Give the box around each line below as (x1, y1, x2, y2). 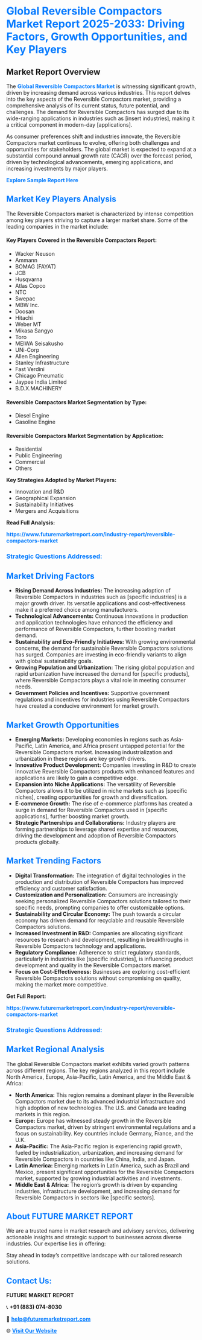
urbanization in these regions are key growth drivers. (14, 755, 147, 762)
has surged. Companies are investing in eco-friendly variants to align (14, 651, 187, 658)
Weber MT (14, 321, 42, 328)
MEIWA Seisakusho (14, 340, 64, 348)
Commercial (14, 459, 45, 466)
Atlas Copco (14, 282, 46, 290)
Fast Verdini (14, 366, 45, 373)
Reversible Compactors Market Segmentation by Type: (6, 398, 147, 405)
